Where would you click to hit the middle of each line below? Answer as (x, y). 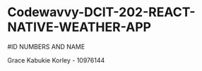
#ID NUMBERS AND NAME (46, 46)
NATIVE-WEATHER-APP (79, 27)
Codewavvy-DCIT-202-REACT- (101, 12)
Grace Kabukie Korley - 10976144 (56, 60)
